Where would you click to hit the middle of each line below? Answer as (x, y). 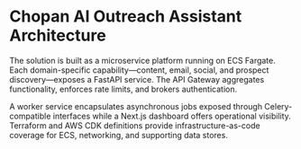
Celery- (278, 106)
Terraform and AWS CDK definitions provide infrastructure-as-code (135, 125)
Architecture (58, 35)
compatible (30, 116)
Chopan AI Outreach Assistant (126, 17)
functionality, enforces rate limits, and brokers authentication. (123, 89)
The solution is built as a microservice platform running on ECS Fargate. (143, 60)
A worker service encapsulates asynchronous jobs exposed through (136, 106)
